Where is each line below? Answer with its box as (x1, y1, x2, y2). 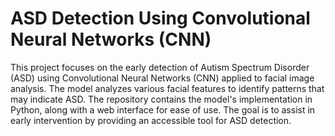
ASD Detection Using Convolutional (10, 7, 311, 30)
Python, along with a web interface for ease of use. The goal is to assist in (10, 103, 316, 116)
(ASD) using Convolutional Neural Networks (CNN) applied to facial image (10, 72, 315, 84)
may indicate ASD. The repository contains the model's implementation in (10, 93, 313, 105)
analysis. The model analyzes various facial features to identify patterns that (10, 82, 325, 94)
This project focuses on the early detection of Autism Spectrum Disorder (10, 61, 310, 73)
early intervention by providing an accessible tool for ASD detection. (10, 114, 292, 126)
